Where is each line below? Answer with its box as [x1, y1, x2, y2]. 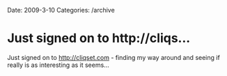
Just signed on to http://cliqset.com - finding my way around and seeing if [7, 53, 221, 61]
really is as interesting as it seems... [7, 61, 109, 69]
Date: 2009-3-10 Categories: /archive [7, 6, 115, 14]
